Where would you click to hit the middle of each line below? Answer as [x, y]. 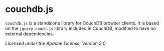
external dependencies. [30, 33]
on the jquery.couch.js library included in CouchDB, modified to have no [81, 28]
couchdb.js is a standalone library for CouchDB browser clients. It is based [82, 23]
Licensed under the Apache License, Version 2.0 [55, 43]
